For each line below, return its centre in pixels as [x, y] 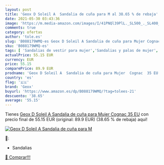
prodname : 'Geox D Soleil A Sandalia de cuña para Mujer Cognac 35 [78, 73]
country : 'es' [20, 78]
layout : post [18, 10]
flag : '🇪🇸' [17, 82]
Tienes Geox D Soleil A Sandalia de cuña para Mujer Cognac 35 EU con [77, 114]
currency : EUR [20, 60]
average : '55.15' [23, 101]
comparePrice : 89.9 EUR [29, 69]
